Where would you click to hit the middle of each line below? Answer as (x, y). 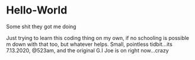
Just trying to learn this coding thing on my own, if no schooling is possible (98, 38)
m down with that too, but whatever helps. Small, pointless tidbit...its (89, 44)
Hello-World (37, 10)
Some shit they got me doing (41, 26)
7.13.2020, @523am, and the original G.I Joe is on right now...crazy (87, 50)
